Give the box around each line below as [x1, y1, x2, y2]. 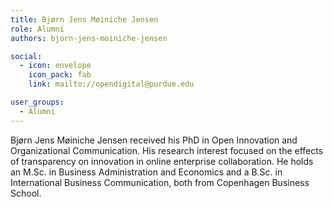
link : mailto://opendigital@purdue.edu [28, 79, 195, 90]
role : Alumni [10, 24, 65, 34]
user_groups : [10, 97, 65, 107]
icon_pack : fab [28, 70, 92, 80]
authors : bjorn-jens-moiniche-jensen [10, 33, 168, 43]
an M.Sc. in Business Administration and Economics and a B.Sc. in [10, 166, 283, 178]
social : [10, 51, 43, 61]
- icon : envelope [19, 61, 92, 71]
